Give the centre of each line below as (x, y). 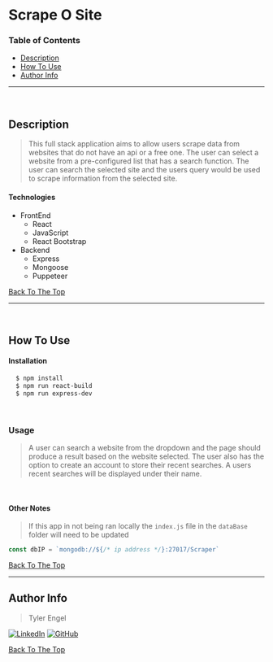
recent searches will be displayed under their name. (115, 474)
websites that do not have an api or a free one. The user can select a (143, 153)
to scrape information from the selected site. (103, 179)
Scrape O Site (55, 15)
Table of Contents (45, 41)
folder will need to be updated (78, 535)
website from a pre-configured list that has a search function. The (139, 161)
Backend (35, 250)
